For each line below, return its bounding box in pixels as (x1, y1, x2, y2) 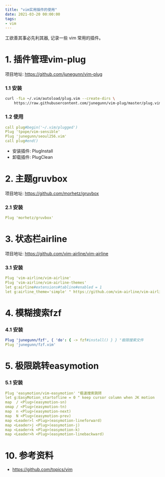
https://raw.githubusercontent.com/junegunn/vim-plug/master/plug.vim (14, 101, 162, 106)
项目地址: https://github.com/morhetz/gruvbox (5, 190, 99, 196)
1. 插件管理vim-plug (5, 54, 86, 65)
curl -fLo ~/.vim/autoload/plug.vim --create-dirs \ (5, 96, 115, 101)
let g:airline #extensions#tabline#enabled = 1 (5, 285, 102, 290)
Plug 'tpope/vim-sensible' (5, 129, 60, 134)
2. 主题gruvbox (5, 173, 68, 184)
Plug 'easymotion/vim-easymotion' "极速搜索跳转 (5, 390, 102, 396)
